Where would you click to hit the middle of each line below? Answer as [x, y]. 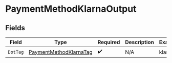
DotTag [16, 52]
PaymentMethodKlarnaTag [61, 52]
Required [109, 42]
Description [140, 42]
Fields [15, 28]
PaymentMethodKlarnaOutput [71, 9]
